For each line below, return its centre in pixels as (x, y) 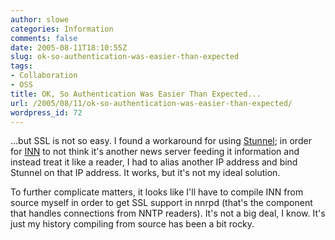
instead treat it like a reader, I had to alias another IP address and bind (154, 162)
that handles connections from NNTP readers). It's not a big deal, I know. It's (168, 213)
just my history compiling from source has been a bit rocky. (132, 224)
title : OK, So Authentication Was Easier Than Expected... (136, 94)
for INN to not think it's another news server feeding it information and (155, 152)
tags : (21, 66)
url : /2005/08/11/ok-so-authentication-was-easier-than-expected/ (151, 103)
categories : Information (62, 29)
